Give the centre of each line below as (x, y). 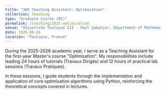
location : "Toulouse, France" (36, 37)
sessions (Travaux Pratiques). (35, 66)
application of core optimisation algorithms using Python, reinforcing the (79, 81)
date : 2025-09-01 (23, 32)
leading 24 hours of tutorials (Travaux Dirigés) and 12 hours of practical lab (82, 61)
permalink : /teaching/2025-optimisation (47, 23)
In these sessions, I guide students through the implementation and (74, 76)
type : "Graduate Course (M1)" (36, 19)
